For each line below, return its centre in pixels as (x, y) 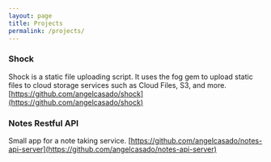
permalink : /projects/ (47, 31)
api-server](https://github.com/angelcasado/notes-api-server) (112, 149)
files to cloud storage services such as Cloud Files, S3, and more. (117, 85)
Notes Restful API (44, 123)
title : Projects (36, 23)
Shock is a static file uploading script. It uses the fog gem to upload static (131, 77)
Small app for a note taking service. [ (70, 140)
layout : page (30, 16)
